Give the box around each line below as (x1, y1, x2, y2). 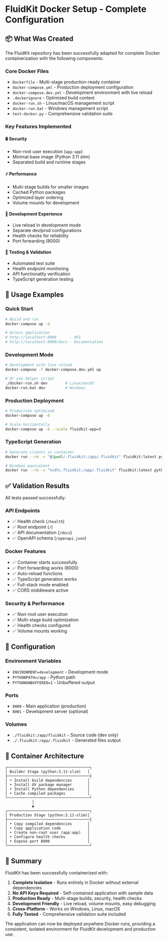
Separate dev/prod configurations (12, 227, 82, 233)
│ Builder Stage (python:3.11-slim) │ (5, 769, 90, 775)
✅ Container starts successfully (12, 559, 78, 565)
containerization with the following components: (5, 56, 104, 61)
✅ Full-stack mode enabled (12, 581, 69, 587)
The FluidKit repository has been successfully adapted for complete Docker (5, 50, 161, 56)
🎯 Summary (5, 857, 42, 865)
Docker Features (5, 548, 46, 555)
